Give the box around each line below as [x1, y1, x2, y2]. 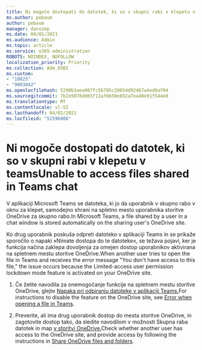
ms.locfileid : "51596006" [6, 115, 71, 121]
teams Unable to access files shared [6, 167, 189, 181]
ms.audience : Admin [6, 37, 55, 43]
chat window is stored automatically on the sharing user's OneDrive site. [6, 219, 186, 226]
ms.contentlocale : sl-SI [6, 104, 69, 110]
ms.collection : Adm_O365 [6, 65, 69, 71]
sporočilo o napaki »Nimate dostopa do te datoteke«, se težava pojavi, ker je [6, 237, 196, 244]
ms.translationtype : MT [6, 98, 66, 104]
